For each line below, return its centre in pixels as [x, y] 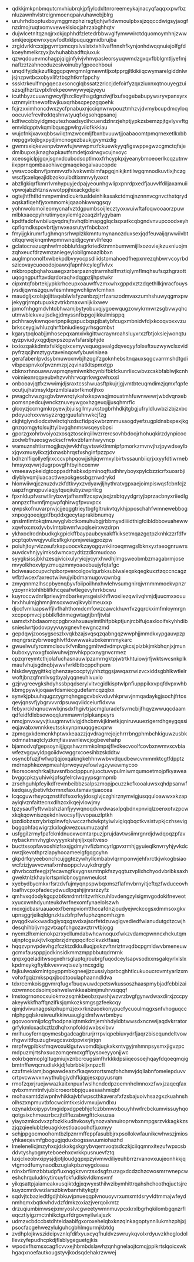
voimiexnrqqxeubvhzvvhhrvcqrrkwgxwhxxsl [65, 377]
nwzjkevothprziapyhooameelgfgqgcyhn [60, 852]
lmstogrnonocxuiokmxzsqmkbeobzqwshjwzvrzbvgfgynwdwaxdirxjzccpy [100, 996]
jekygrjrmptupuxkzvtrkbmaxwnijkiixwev [60, 302]
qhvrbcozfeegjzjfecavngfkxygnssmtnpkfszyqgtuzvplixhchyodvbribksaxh [100, 871]
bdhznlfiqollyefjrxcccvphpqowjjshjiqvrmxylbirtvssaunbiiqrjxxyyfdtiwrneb [100, 459]
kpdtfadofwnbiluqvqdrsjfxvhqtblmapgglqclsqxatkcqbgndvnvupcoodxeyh [100, 221]
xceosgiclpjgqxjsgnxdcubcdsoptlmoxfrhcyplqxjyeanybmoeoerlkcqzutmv [100, 159]
